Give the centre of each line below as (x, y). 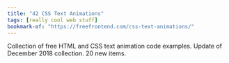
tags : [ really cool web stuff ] (53, 20)
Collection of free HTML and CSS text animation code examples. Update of (115, 46)
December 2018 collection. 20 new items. (67, 53)
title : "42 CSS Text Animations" (56, 13)
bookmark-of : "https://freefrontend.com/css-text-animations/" (101, 26)
